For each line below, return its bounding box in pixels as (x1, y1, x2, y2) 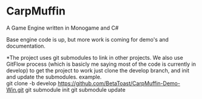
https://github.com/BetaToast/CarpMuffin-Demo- (57, 80, 180, 87)
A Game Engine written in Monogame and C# (6, 24, 119, 31)
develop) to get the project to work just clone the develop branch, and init (6, 66, 189, 74)
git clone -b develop (6, 80, 57, 87)
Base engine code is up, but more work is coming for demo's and (6, 36, 169, 43)
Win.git (6, 86, 24, 93)
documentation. (6, 42, 46, 49)
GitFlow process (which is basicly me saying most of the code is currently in (6, 60, 197, 68)
